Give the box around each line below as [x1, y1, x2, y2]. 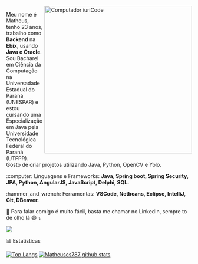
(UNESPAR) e [6, 98, 39, 105]
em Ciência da [6, 61, 41, 68]
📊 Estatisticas [6, 237, 41, 244]
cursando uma [6, 111, 41, 118]
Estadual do [6, 86, 35, 93]
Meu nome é [6, 11, 37, 18]
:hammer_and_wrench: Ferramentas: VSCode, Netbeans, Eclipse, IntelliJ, [6, 190, 186, 197]
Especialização [6, 117, 43, 124]
